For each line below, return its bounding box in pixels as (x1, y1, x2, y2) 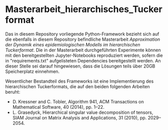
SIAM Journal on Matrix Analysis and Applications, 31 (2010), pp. (12, 114, 147, 120)
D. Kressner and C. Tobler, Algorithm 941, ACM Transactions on (12, 98, 144, 104)
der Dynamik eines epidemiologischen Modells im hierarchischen (5, 41, 141, 47)
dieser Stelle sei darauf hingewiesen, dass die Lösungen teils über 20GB (5, 63, 155, 69)
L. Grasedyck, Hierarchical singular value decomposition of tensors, (12, 109, 153, 115)
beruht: (5, 89, 21, 95)
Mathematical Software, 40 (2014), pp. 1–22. (12, 104, 105, 110)
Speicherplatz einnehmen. (5, 68, 60, 74)
